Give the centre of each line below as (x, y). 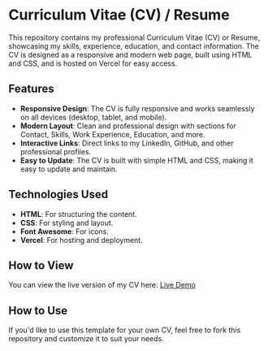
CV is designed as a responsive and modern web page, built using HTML (130, 54)
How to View (41, 265)
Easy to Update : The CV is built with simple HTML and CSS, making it (137, 160)
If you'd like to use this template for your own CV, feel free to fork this (125, 330)
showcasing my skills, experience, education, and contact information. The (134, 45)
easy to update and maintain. (69, 169)
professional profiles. (56, 151)
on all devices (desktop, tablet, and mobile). (93, 117)
